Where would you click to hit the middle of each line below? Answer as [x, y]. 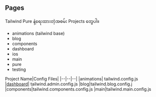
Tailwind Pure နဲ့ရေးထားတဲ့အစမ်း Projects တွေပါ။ [52, 21]
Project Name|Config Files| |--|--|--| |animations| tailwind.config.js [71, 79]
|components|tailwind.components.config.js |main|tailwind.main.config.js [78, 89]
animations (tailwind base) [38, 33]
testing [19, 69]
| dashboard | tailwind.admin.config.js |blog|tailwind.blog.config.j [69, 84]
